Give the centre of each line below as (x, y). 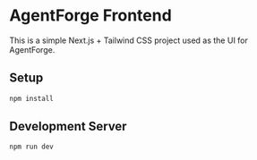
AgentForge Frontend (90, 16)
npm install (31, 98)
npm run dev (31, 147)
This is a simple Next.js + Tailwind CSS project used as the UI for (129, 40)
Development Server (68, 126)
